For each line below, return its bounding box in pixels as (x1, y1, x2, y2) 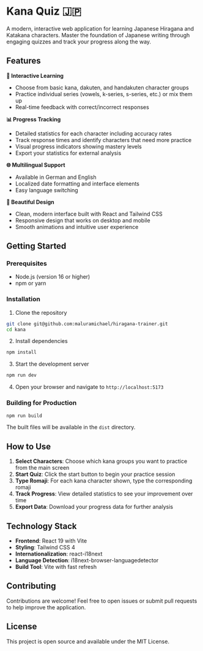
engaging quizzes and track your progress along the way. (6, 38, 152, 45)
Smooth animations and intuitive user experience (15, 223, 139, 230)
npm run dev (6, 372, 37, 378)
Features (6, 56, 41, 66)
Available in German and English (15, 173, 97, 181)
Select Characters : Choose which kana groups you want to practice (15, 457, 188, 465)
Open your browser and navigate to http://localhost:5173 (15, 383, 164, 391)
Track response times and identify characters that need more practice (15, 136, 192, 143)
